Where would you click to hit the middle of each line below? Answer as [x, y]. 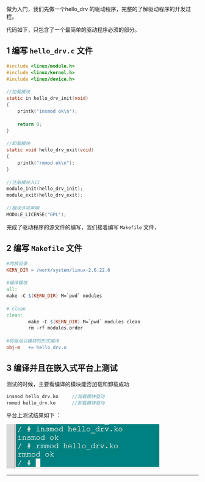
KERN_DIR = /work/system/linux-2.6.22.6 [59, 270]
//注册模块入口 [23, 183]
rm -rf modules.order [56, 328]
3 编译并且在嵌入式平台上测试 [62, 368]
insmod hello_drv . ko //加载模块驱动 [56, 396]
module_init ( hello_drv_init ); [45, 189]
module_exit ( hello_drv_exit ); [45, 195]
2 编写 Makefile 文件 [44, 248]
